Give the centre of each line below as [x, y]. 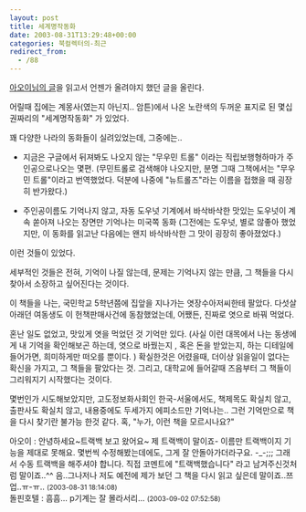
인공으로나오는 [48, 168]
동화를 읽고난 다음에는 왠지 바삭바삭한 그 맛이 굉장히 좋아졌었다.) [166, 233]
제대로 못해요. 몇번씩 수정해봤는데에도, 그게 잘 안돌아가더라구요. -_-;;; [150, 452]
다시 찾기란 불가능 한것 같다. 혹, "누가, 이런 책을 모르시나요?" [127, 422]
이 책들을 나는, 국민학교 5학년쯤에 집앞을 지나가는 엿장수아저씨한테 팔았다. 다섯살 [153, 303]
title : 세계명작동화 [42, 26]
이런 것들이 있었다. [42, 253]
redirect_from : [38, 52]
